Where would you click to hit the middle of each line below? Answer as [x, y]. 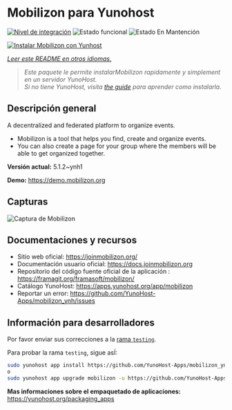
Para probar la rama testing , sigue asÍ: [62, 353]
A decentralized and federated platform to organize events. [91, 125]
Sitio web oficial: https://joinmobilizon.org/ [77, 257]
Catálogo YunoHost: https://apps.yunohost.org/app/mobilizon [105, 286]
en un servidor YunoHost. [60, 79]
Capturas [28, 202]
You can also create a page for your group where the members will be [116, 146]
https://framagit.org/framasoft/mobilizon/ [76, 279]
